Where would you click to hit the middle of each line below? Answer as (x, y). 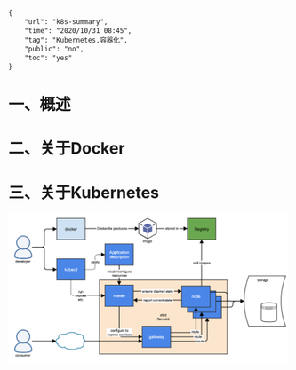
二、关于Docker (67, 149)
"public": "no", (55, 49)
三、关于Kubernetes (84, 192)
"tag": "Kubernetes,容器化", (76, 40)
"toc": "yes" (48, 58)
